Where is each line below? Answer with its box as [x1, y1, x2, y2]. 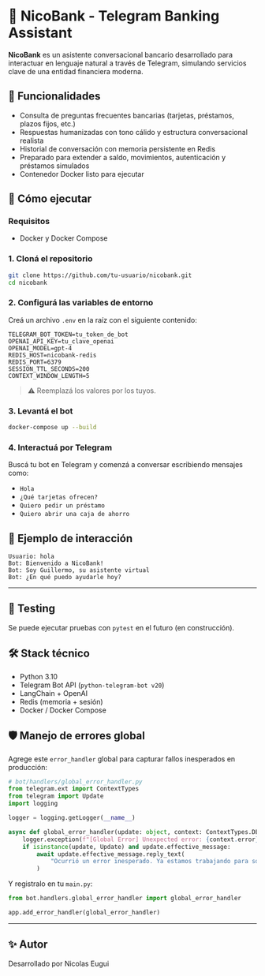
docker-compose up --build [8, 424, 97, 432]
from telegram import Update [8, 792, 104, 800]
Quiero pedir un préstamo [19, 502, 105, 510]
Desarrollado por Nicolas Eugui [8, 959, 110, 968]
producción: [8, 762, 47, 772]
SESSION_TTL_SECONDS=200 [8, 365, 90, 373]
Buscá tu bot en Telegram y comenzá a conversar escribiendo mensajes [8, 460, 243, 469]
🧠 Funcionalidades [8, 90, 101, 103]
